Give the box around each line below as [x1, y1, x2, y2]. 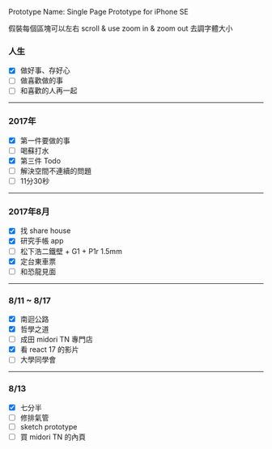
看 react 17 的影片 [19, 345, 79, 354]
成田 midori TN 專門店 [19, 335, 93, 345]
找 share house [19, 226, 71, 235]
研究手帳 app [19, 236, 64, 246]
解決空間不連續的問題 [19, 166, 91, 176]
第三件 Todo [19, 155, 62, 165]
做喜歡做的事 [19, 76, 63, 86]
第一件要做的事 [19, 135, 70, 145]
